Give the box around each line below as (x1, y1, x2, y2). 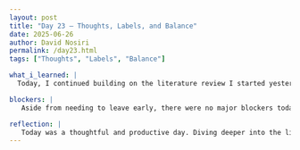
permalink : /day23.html (9, 46, 98, 55)
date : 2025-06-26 (9, 29, 74, 38)
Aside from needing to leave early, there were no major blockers (21, 104, 274, 112)
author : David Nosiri (9, 37, 90, 47)
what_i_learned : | (9, 71, 78, 80)
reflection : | (9, 120, 62, 129)
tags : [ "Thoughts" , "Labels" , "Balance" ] (9, 54, 166, 63)
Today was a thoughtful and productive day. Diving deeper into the (21, 128, 281, 137)
